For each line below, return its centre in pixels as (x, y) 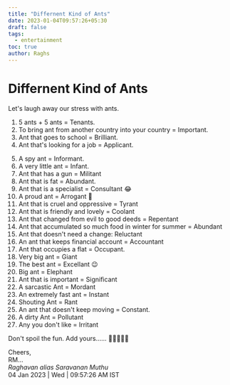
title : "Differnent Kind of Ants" (59, 14)
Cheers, (20, 352)
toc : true (23, 47)
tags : (16, 34)
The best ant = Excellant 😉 (58, 264)
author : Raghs (29, 54)
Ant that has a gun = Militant (60, 173)
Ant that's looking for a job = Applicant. (76, 145)
